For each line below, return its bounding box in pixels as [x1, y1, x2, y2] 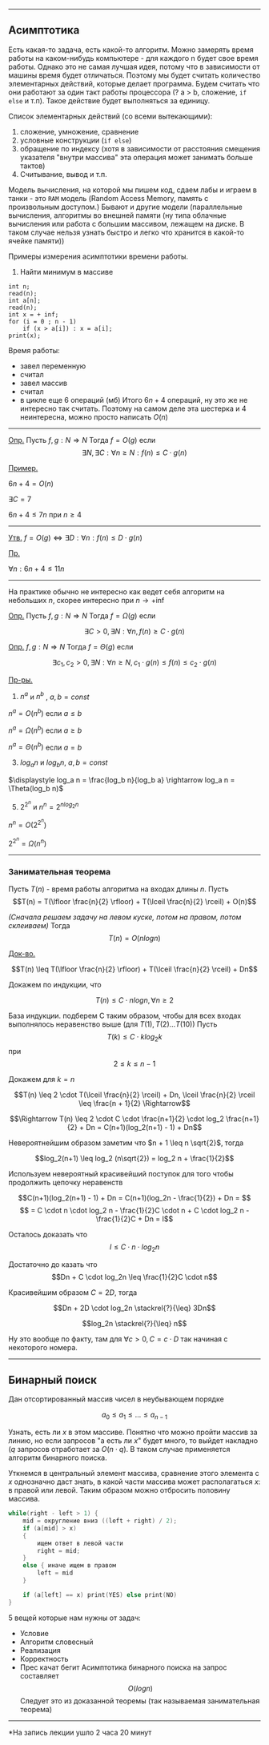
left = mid [37, 1569, 74, 1578]
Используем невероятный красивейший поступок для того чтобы [8, 1168, 234, 1178]
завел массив [19, 378, 68, 388]
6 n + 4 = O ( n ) [8, 478, 54, 489]
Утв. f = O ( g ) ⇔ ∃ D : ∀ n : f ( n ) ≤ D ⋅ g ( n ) [8, 533, 143, 542]
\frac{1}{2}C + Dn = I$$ [95, 1214, 174, 1224]
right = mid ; [37, 1546, 81, 1554]
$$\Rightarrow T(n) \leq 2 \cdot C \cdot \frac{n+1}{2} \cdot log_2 [9, 1114, 224, 1124]
